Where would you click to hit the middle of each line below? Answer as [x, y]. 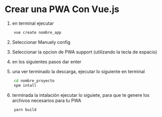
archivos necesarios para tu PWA [47, 100]
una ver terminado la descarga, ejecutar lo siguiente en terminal [78, 71]
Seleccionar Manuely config [41, 42]
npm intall [25, 85]
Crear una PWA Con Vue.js [62, 9]
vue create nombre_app [38, 32]
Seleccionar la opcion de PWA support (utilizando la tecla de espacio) [85, 52]
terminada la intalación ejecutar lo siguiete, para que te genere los [81, 95]
